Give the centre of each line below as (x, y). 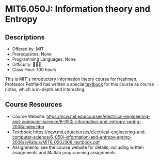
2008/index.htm (28, 126)
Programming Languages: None (44, 59)
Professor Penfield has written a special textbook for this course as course (79, 84)
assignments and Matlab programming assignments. (64, 152)
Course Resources (33, 105)
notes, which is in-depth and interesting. (45, 89)
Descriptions (25, 37)
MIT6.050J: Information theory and (78, 9)
